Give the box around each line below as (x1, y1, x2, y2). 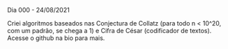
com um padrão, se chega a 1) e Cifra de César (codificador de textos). (7, 27, 212, 35)
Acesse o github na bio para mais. (7, 34, 105, 42)
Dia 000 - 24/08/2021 (7, 6, 70, 14)
